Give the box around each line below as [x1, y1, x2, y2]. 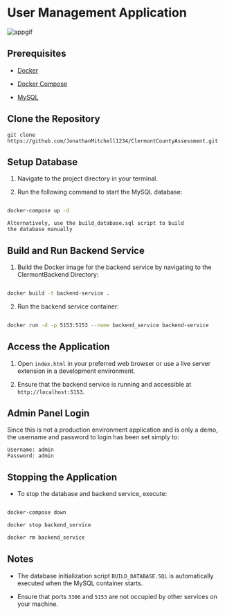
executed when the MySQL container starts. [17, 579, 143, 587]
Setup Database [7, 156, 78, 167]
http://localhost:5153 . [17, 387, 85, 396]
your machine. [17, 600, 59, 608]
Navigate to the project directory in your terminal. [17, 174, 158, 183]
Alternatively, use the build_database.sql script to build [7, 220, 185, 227]
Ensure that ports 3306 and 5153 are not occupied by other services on [17, 592, 218, 600]
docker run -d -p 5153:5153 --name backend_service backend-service [7, 322, 209, 329]
